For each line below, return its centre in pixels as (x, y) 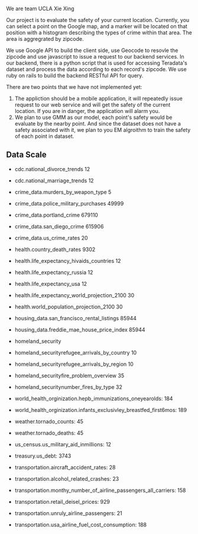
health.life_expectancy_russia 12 (54, 272)
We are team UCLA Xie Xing (40, 9)
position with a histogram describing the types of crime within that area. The (99, 33)
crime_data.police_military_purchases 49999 (69, 203)
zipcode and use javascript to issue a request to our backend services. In (95, 57)
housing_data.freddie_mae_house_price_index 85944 (80, 329)
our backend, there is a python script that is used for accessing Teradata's (97, 63)
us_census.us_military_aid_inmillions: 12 (63, 444)
